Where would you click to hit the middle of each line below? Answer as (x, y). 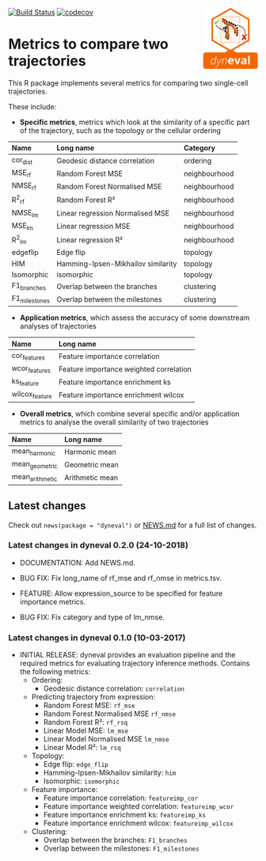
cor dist (22, 160)
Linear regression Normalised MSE (113, 213)
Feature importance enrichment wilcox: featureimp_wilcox (138, 823)
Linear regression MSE (93, 227)
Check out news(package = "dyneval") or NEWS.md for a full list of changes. (133, 525)
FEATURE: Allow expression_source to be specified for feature (121, 593)
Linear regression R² (90, 240)
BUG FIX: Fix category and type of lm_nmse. (92, 617)
